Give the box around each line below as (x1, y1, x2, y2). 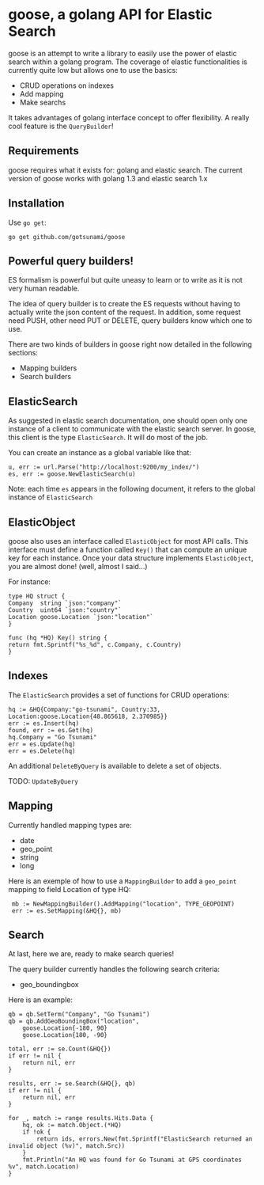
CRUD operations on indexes (19, 81, 115, 90)
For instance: (8, 577, 51, 587)
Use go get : (8, 218, 47, 227)
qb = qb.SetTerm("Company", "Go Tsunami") (8, 1011, 150, 1019)
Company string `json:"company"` (8, 599, 123, 607)
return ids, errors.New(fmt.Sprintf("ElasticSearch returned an (36, 1135, 253, 1143)
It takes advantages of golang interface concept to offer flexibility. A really (8, 112, 250, 122)
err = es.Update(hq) (8, 740, 77, 748)
